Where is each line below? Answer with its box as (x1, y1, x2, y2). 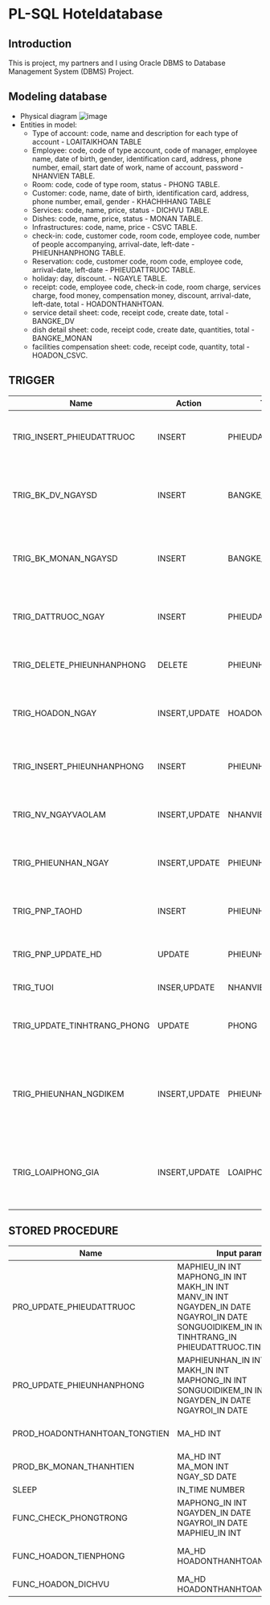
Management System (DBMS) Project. (8, 67, 134, 76)
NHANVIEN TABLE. (31, 170, 96, 181)
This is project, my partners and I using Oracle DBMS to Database (8, 58, 227, 68)
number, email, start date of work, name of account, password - (31, 162, 243, 172)
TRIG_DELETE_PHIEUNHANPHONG (12, 659, 146, 670)
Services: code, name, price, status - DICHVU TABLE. (31, 205, 211, 215)
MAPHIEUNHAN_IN (177, 1355, 251, 1366)
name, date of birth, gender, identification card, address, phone (31, 154, 243, 163)
